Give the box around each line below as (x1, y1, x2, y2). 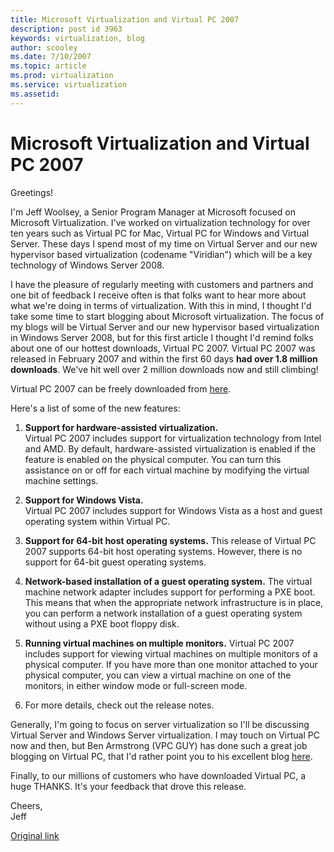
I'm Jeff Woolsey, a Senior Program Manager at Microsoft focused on (10, 206, 296, 218)
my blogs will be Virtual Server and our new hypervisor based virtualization (10, 321, 320, 333)
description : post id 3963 (10, 24, 123, 34)
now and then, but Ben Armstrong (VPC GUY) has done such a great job (10, 739, 308, 751)
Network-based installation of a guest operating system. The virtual (24, 575, 313, 587)
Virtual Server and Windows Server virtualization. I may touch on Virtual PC (10, 729, 320, 741)
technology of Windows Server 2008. (10, 259, 165, 271)
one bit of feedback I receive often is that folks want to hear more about (10, 289, 307, 301)
